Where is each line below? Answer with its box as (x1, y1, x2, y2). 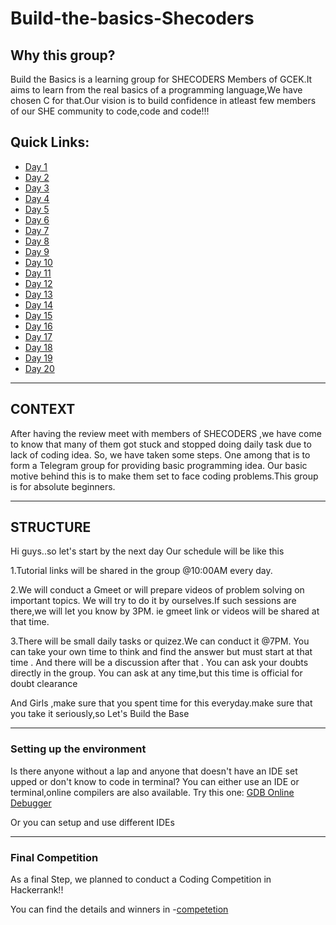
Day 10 (24, 256, 53, 268)
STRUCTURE (10, 519, 92, 536)
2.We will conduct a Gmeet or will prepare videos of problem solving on (10, 584, 305, 596)
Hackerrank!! (10, 884, 64, 896)
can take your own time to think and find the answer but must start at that (10, 646, 313, 658)
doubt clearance (10, 678, 78, 690)
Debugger (10, 797, 52, 809)
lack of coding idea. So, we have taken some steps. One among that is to (10, 448, 311, 461)
